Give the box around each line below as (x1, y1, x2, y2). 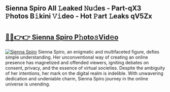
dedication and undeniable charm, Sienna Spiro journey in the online (5, 76, 148, 81)
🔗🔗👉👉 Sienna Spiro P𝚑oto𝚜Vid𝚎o (5, 33, 119, 41)
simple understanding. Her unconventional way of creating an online (5, 54, 148, 60)
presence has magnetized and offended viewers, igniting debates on (5, 60, 149, 65)
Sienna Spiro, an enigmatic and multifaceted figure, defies (38, 49, 160, 55)
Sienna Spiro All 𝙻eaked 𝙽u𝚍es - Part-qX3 (5, 4, 142, 13)
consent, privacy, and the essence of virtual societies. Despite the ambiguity (5, 65, 165, 71)
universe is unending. (5, 81, 51, 87)
